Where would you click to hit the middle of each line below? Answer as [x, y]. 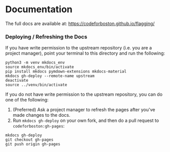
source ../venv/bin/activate [36, 85]
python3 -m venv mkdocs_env [35, 63]
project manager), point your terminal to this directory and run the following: [85, 53]
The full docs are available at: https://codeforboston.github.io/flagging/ [80, 23]
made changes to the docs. [41, 115]
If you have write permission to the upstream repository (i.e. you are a [79, 48]
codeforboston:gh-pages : [39, 126]
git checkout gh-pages [29, 140]
